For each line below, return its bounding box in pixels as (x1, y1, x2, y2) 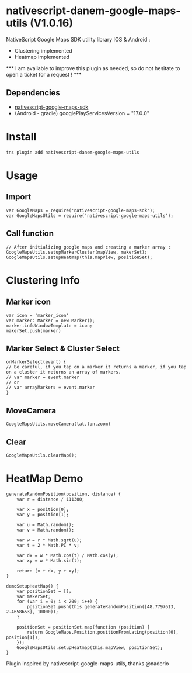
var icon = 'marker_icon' (6, 312, 69, 318)
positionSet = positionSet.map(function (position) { (16, 624, 150, 630)
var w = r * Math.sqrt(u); (16, 537, 82, 543)
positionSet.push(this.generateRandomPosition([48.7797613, (27, 603, 176, 609)
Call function (6, 229, 54, 239)
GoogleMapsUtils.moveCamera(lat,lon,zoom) (6, 421, 111, 427)
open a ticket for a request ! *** (6, 71, 82, 78)
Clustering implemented (14, 47, 72, 54)
